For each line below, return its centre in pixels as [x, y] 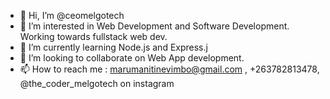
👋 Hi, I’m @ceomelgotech [72, 15]
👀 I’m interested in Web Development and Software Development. [154, 26]
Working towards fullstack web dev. [93, 36]
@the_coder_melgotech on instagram [97, 83]
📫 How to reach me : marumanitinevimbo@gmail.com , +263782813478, [169, 69]
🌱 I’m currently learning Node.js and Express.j [113, 47]
